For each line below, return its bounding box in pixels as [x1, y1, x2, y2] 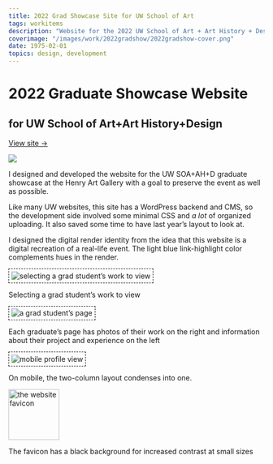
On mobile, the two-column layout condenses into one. [8, 372, 193, 382]
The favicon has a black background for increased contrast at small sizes [8, 446, 253, 456]
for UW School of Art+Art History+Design [8, 117, 223, 131]
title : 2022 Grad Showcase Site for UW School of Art [8, 11, 195, 20]
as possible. [8, 187, 49, 195]
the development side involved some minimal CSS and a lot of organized [8, 211, 252, 220]
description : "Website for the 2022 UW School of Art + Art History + [8, 27, 253, 35]
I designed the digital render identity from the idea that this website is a [8, 235, 247, 244]
